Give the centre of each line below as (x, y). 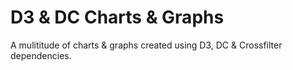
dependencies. (41, 55)
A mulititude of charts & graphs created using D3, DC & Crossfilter (146, 45)
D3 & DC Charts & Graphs (117, 17)
